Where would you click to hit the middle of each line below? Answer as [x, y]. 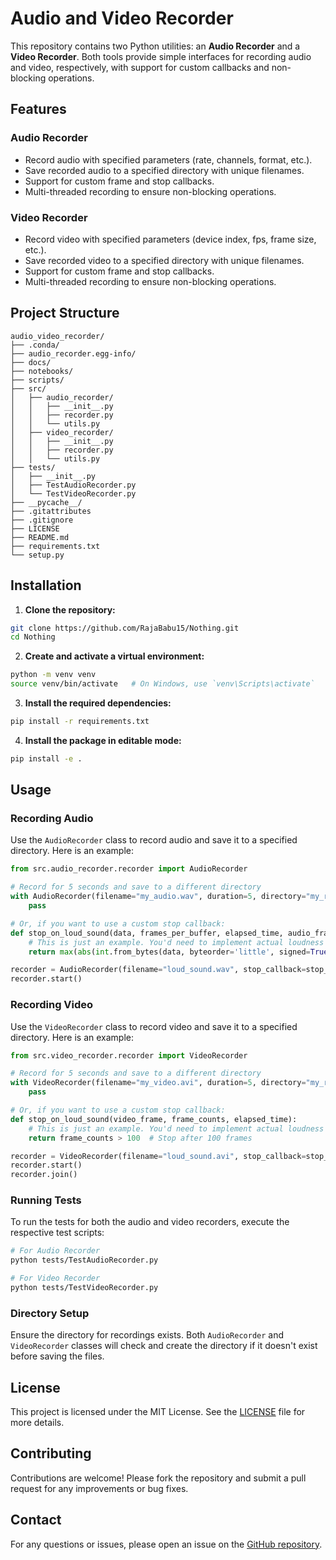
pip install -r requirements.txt [80, 722]
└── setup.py [37, 555]
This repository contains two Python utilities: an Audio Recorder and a [155, 46]
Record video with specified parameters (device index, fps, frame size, [170, 239]
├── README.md [40, 537]
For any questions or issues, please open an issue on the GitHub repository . [166, 1544]
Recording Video [52, 1005]
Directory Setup [50, 1313]
